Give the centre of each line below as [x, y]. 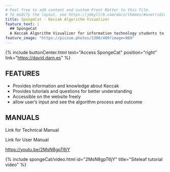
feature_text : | [22, 24]
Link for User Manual [27, 140]
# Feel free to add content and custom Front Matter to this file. [78, 10]
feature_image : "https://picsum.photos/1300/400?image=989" [70, 38]
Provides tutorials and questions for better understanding [72, 91]
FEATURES [23, 74]
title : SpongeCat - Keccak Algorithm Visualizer [57, 19]
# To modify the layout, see [36, 15]
